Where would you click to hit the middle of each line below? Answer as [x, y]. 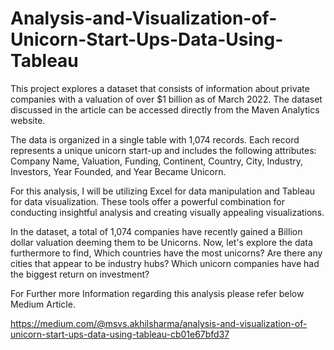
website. [28, 120]
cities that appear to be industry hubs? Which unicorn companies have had [165, 263]
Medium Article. [43, 304]
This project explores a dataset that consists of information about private [160, 88]
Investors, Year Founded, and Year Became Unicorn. [118, 171]
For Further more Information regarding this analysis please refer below [157, 293]
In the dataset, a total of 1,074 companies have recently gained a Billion [156, 231]
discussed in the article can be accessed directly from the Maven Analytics [165, 109]
